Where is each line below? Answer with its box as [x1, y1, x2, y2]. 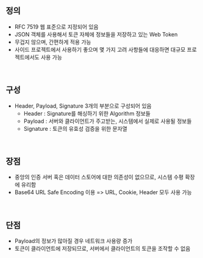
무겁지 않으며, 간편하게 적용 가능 [14, 38, 91, 46]
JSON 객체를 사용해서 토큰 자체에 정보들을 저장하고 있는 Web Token [14, 30, 178, 38]
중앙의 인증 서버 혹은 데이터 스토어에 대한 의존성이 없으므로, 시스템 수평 [14, 173, 184, 181]
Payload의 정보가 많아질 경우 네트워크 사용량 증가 [14, 237, 133, 245]
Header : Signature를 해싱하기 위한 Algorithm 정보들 [23, 110, 151, 117]
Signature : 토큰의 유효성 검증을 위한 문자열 [23, 125, 127, 132]
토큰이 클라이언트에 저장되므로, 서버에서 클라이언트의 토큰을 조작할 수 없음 [14, 245, 191, 253]
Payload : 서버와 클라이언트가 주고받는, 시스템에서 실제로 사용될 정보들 [23, 117, 192, 125]
